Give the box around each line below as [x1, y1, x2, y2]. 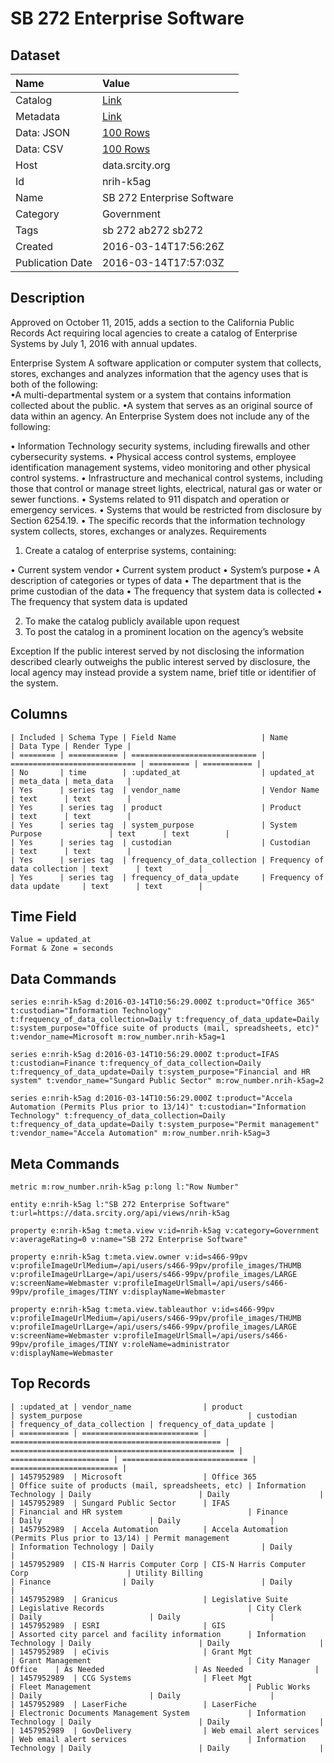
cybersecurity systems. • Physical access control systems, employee [10, 450, 297, 462]
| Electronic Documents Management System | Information [10, 1708, 307, 1718]
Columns [10, 706, 68, 723]
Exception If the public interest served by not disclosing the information [10, 645, 305, 657]
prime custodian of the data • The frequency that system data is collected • [10, 585, 323, 597]
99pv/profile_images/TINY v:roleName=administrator [10, 1340, 230, 1350]
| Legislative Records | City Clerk [10, 1603, 302, 1613]
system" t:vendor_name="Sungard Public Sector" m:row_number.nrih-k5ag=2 [10, 1076, 325, 1086]
